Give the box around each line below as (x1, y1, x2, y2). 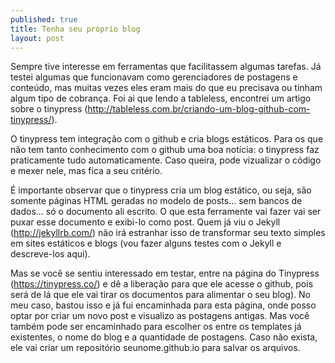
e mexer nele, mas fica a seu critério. (10, 165, 163, 177)
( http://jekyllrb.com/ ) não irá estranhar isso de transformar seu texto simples (10, 227, 326, 239)
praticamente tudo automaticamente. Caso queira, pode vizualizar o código (10, 154, 322, 166)
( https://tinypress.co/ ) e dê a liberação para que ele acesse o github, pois (10, 278, 314, 290)
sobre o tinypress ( (10, 103, 88, 115)
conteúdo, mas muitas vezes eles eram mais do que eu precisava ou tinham (10, 82, 323, 94)
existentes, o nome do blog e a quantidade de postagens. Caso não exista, (10, 331, 318, 343)
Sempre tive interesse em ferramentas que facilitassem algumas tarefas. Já (10, 61, 322, 73)
